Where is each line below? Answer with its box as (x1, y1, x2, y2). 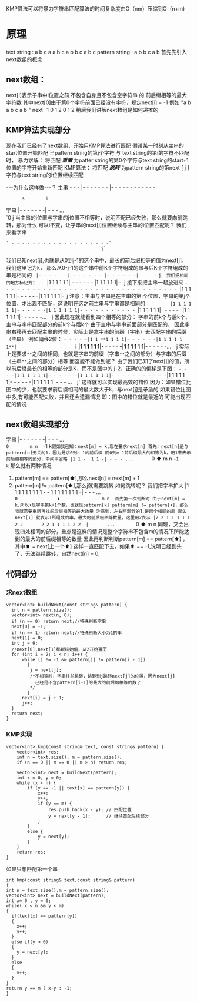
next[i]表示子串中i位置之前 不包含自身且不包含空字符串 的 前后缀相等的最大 (6, 91, 187, 98)
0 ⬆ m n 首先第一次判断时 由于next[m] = (14, 496, 185, 502)
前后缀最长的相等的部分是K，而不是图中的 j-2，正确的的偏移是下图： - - (11, 364, 187, 372)
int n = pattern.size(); (11, 607, 72, 613)
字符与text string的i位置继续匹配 (6, 171, 84, 178)
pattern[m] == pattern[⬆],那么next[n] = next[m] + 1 (14, 475, 140, 482)
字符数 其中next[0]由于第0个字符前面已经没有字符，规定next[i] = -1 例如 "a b (6, 99, 191, 106)
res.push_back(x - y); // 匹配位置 (48, 807, 132, 813)
